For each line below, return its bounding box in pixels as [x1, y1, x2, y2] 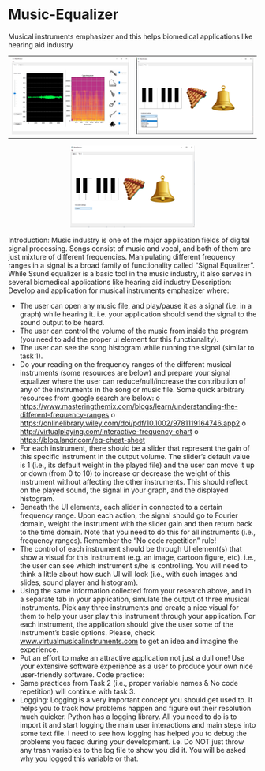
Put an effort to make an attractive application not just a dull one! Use [19, 653, 245, 662]
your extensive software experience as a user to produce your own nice [19, 661, 254, 671]
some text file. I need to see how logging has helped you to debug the [19, 728, 247, 738]
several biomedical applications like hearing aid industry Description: [8, 277, 232, 286]
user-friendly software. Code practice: [19, 669, 144, 679]
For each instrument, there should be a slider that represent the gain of [19, 444, 251, 453]
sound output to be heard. [19, 317, 105, 327]
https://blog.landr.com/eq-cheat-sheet [19, 435, 146, 444]
